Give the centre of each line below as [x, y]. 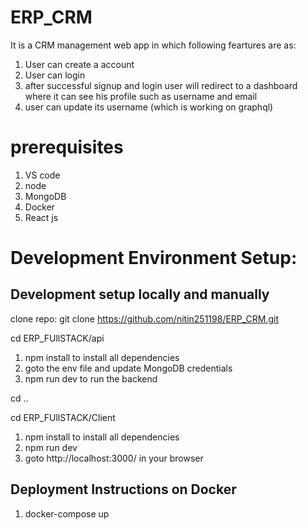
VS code [42, 175]
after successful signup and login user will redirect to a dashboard [161, 85]
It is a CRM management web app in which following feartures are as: [153, 45]
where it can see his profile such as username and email [141, 96]
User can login [55, 75]
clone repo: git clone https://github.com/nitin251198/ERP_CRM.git [145, 318]
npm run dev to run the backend [91, 378]
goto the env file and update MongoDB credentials [128, 368]
